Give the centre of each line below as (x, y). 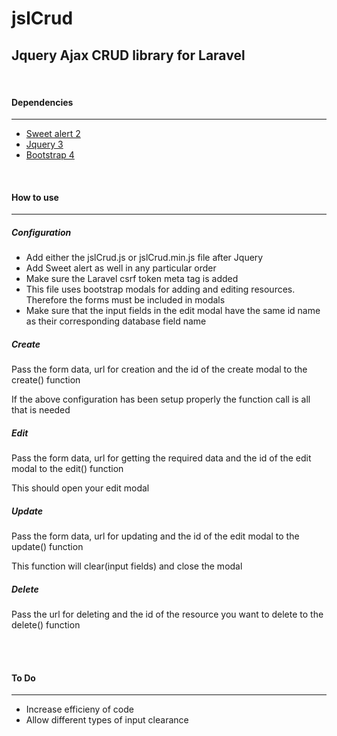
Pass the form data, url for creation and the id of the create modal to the (159, 369)
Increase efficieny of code (79, 709)
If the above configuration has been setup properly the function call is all (161, 399)
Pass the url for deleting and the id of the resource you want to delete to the (167, 614)
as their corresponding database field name (116, 321)
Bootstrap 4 (50, 155)
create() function (46, 380)
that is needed (41, 410)
